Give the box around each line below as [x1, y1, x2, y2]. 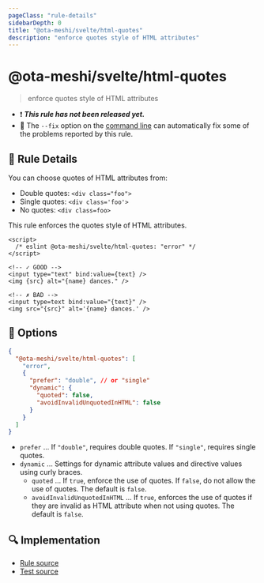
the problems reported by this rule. [19, 130, 134, 139]
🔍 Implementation [8, 533, 100, 547]
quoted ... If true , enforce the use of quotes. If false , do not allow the [31, 476, 256, 486]
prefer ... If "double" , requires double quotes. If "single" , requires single [19, 442, 256, 452]
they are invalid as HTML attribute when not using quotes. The [31, 501, 235, 510]
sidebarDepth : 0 [8, 19, 62, 27]
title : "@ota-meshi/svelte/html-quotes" [8, 26, 144, 34]
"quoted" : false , [36, 392, 93, 400]
